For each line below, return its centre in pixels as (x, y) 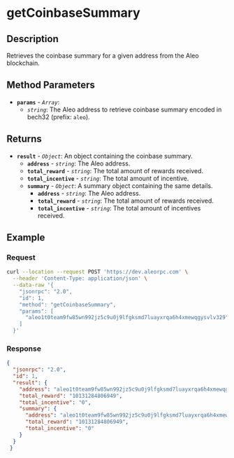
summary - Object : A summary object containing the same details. (120, 186)
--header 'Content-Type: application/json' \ (80, 278)
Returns (24, 139)
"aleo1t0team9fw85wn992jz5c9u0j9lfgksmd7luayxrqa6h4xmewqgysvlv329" (127, 318)
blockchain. (23, 63)
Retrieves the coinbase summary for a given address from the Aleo (103, 55)
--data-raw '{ (33, 285)
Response (24, 349)
